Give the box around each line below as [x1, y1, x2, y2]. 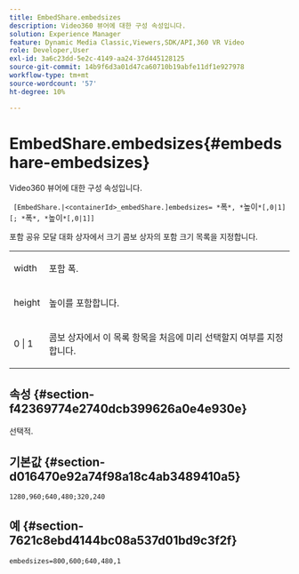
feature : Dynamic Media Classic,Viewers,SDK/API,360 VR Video [9, 37, 245, 47]
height [13, 297, 41, 309]
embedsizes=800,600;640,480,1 [9, 556, 122, 565]
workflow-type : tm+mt [9, 71, 90, 80]
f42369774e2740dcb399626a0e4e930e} [9, 401, 247, 416]
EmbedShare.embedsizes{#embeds [9, 133, 282, 154]
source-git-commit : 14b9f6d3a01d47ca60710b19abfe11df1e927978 [9, 63, 245, 72]
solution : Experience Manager [9, 29, 122, 38]
